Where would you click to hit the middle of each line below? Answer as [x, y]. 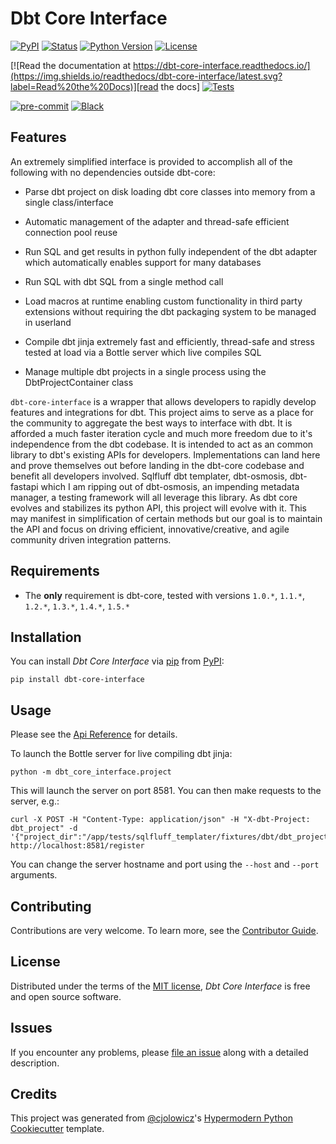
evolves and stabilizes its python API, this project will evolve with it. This [158, 508]
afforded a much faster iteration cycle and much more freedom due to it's [161, 433]
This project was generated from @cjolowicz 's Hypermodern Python [151, 1118]
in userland [48, 322]
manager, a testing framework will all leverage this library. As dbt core [154, 497]
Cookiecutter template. [57, 1129]
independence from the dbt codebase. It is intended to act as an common [162, 444]
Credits [34, 1094]
